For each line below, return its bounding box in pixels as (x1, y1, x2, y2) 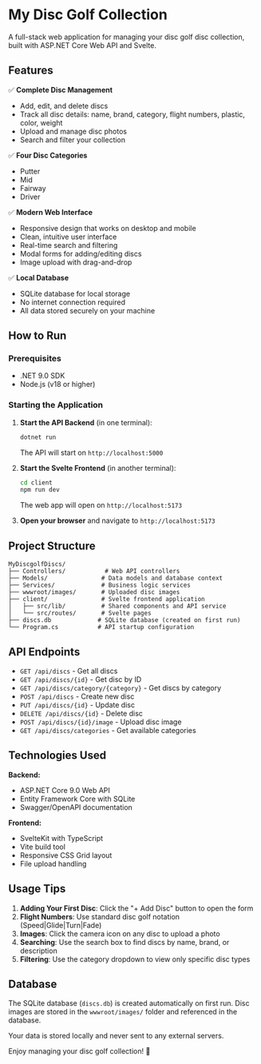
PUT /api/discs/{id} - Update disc (19, 699, 136, 709)
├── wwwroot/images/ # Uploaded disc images (8, 588, 180, 596)
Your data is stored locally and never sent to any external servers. (8, 1031, 224, 1041)
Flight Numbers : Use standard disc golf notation (19, 911, 180, 921)
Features (8, 64, 53, 78)
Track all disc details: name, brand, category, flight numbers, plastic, (19, 110, 246, 119)
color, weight (19, 118, 63, 127)
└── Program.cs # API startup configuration (8, 624, 195, 632)
